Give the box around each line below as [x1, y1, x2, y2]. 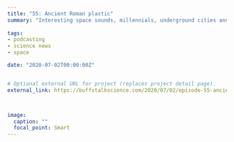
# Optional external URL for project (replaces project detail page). [7, 80, 217, 87]
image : [7, 111, 26, 118]
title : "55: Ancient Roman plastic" [7, 10, 114, 17]
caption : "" [13, 118, 49, 125]
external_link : [7, 86, 52, 94]
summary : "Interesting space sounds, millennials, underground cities [7, 17, 217, 24]
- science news [7, 42, 52, 49]
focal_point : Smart [13, 125, 70, 132]
